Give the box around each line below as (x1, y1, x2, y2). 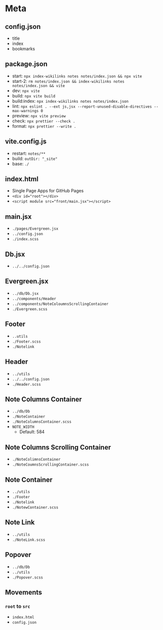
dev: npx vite (12, 88, 40, 93)
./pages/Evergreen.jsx (12, 226, 59, 232)
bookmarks (12, 46, 35, 51)
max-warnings (12, 108, 39, 113)
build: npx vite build (12, 93, 56, 98)
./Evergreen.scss (12, 306, 48, 311)
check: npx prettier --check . (12, 118, 76, 124)
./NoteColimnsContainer (12, 457, 61, 462)
